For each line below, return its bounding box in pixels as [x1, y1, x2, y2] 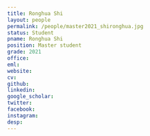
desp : [7, 118, 23, 126]
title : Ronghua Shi [7, 10, 64, 17]
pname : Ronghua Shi [7, 36, 64, 43]
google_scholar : [7, 93, 54, 100]
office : [7, 55, 30, 62]
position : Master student [7, 42, 82, 49]
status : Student [7, 29, 54, 36]
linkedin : [7, 87, 36, 93]
